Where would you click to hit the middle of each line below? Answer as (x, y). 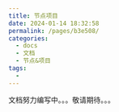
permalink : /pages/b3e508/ (54, 31)
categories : (28, 38)
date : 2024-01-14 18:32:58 (54, 23)
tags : (17, 68)
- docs (27, 46)
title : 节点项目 (33, 16)
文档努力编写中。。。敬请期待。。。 (62, 100)
